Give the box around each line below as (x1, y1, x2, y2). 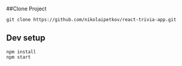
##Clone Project (6, 5, 47, 12)
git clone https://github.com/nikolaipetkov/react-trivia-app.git (6, 17, 177, 23)
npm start (6, 54, 31, 60)
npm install (6, 49, 36, 55)
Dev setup (6, 33, 46, 43)
